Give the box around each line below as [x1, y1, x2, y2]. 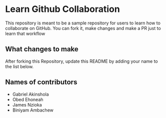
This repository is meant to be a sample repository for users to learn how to [5, 20, 161, 26]
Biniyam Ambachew [12, 107, 54, 113]
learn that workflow [5, 30, 45, 36]
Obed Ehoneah [12, 96, 43, 103]
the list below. [5, 63, 34, 69]
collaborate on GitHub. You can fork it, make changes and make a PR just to [5, 25, 161, 31]
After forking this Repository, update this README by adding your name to [5, 58, 158, 64]
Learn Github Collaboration [5, 3, 120, 15]
